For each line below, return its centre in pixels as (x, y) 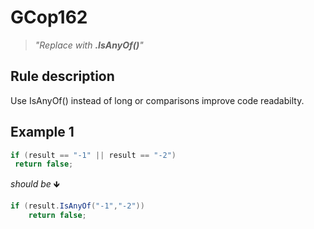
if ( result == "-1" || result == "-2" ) (93, 155)
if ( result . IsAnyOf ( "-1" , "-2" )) (77, 206)
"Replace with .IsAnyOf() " (89, 45)
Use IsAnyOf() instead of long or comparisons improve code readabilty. (157, 100)
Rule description (62, 76)
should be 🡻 (35, 184)
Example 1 (42, 132)
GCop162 (49, 17)
